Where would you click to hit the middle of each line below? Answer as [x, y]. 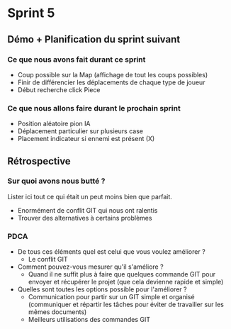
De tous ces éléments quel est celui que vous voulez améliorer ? [111, 252]
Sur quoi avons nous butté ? [56, 181]
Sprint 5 [31, 13]
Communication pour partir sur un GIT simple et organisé [111, 297]
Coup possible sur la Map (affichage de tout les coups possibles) [112, 74]
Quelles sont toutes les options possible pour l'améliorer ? [102, 289]
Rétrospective [39, 161]
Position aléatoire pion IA [54, 124]
